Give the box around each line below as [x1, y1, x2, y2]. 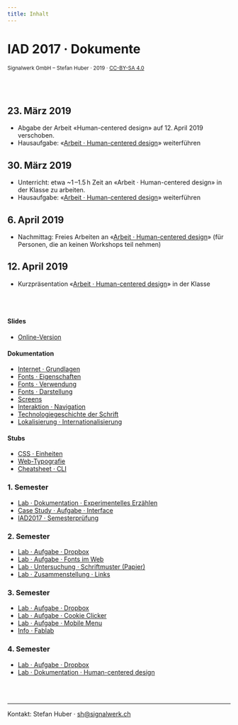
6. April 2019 [7, 214, 64, 226]
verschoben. [17, 131, 55, 140]
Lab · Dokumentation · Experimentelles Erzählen [17, 498, 158, 507]
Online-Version [17, 333, 62, 341]
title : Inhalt [7, 10, 50, 18]
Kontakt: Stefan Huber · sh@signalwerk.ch [7, 709, 131, 718]
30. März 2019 [7, 159, 72, 171]
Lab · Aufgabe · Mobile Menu [17, 619, 103, 628]
